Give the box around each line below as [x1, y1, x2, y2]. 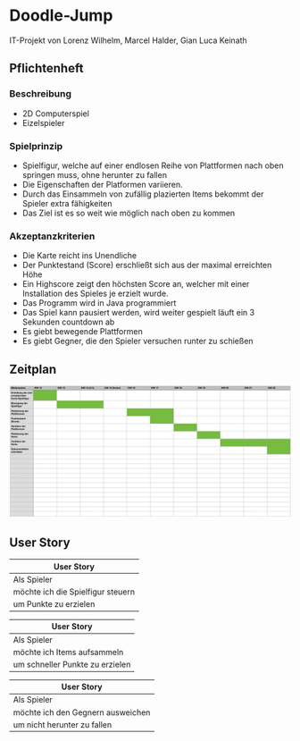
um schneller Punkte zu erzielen [12, 659, 131, 670]
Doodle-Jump [9, 5, 113, 26]
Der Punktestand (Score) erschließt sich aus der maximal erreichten [21, 260, 272, 271]
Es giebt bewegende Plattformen [21, 326, 143, 337]
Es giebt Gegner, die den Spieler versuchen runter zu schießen [21, 336, 254, 347]
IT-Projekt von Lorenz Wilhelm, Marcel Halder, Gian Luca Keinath [9, 35, 247, 46]
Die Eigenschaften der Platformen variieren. [21, 179, 183, 189]
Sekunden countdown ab [21, 316, 115, 327]
